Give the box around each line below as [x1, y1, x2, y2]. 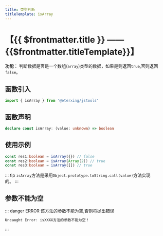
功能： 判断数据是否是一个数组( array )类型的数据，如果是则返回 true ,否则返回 [5, 63, 158, 69]
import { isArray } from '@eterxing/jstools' [5, 98, 99, 103]
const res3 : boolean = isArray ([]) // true [5, 163, 92, 168]
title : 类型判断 [5, 7, 35, 12]
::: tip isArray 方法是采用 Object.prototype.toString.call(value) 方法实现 [5, 172, 151, 178]
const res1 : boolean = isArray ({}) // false [5, 154, 95, 159]
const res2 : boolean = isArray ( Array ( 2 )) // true [5, 159, 106, 163]
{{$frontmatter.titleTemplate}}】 [5, 46, 140, 57]
